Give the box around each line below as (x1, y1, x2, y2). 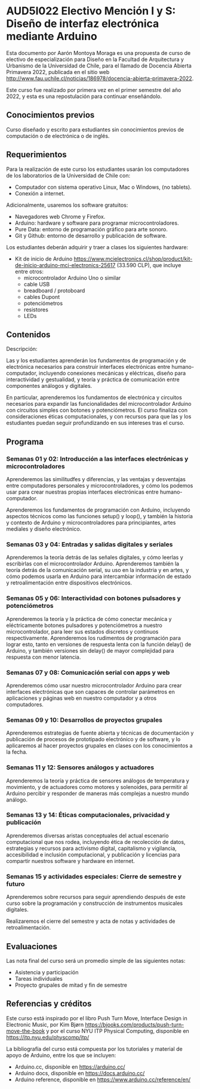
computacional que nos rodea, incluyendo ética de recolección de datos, (6, 838, 186, 845)
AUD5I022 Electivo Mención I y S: (6, 4, 176, 18)
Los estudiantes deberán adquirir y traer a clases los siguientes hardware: (6, 243, 189, 250)
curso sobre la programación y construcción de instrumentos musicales (6, 900, 183, 907)
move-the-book (6, 1027, 45, 1035)
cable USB (23, 280, 50, 287)
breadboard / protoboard (23, 287, 85, 294)
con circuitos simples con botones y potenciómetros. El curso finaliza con (6, 406, 188, 414)
